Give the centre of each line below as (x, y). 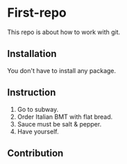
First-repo (37, 13)
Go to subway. (38, 109)
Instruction (32, 93)
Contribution (35, 153)
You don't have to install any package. (62, 70)
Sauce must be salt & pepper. (59, 124)
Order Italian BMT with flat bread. (65, 117)
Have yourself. (38, 131)
